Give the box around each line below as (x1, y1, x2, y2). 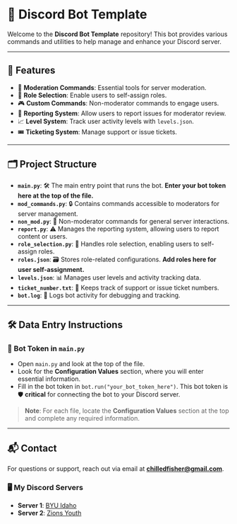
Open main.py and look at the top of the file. (17, 360, 145, 368)
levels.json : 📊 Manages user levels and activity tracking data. (17, 273, 201, 282)
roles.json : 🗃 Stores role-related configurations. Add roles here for (17, 255, 217, 263)
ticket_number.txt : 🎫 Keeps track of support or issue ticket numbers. (17, 283, 220, 292)
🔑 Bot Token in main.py (7, 343, 85, 353)
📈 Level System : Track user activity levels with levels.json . (17, 117, 194, 125)
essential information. (17, 375, 81, 383)
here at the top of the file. (17, 191, 94, 200)
